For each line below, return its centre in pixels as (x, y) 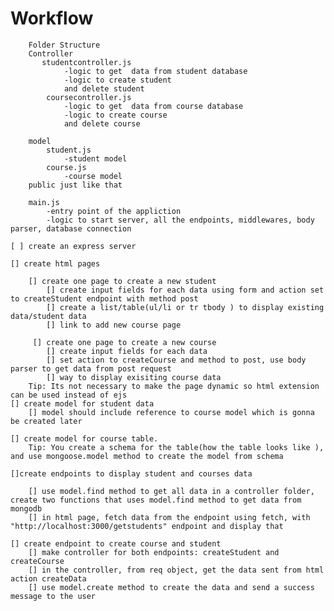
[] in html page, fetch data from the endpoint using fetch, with (169, 517)
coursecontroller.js (89, 97)
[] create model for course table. (84, 438)
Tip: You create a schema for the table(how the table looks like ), (176, 447)
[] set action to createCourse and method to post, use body (176, 360)
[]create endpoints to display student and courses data (131, 473)
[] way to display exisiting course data (134, 377)
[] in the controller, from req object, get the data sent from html (176, 570)
